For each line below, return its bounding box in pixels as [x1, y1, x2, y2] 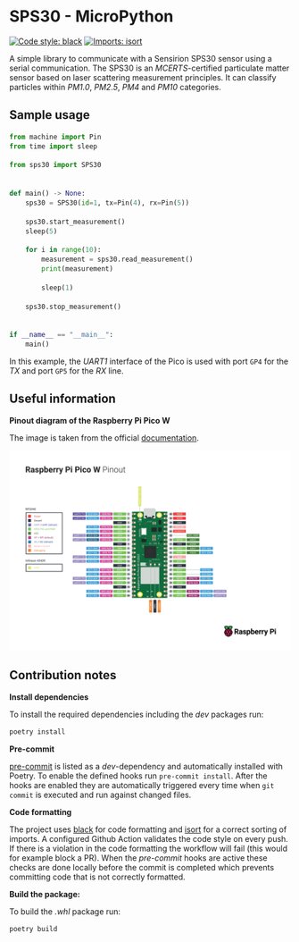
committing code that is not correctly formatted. [9, 871, 186, 882]
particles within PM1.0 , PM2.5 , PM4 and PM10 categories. [9, 81, 221, 92]
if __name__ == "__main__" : [9, 331, 114, 340]
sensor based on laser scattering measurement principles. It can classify [9, 71, 277, 82]
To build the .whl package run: [9, 905, 121, 917]
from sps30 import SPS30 [9, 161, 102, 170]
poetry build [9, 924, 58, 933]
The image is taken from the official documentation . [9, 432, 199, 443]
